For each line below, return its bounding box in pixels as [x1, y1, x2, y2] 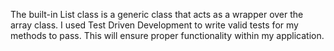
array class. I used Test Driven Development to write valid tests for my [10, 19, 299, 31]
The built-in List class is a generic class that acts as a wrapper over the [10, 9, 304, 20]
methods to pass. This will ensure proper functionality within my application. [10, 30, 325, 41]
